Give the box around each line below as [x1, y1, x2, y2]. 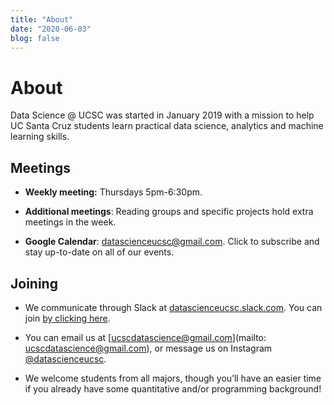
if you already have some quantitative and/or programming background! [24, 382, 322, 395]
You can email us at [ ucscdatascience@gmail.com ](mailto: [24, 331, 267, 343]
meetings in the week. [24, 216, 117, 228]
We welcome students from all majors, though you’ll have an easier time [24, 372, 322, 384]
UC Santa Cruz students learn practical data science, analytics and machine [10, 120, 324, 132]
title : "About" [10, 14, 74, 25]
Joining [10, 275, 58, 292]
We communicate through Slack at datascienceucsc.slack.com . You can [24, 301, 323, 313]
